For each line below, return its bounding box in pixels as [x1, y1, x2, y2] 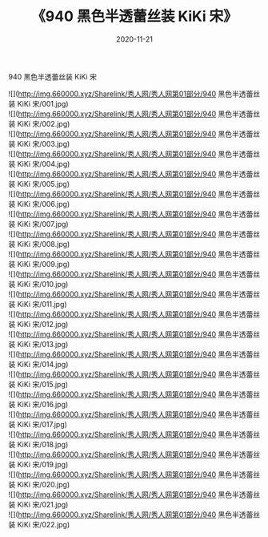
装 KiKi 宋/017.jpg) [8, 419, 68, 429]
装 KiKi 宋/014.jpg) [8, 359, 69, 369]
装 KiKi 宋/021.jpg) [8, 499, 69, 509]
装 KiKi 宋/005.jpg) [8, 179, 70, 188]
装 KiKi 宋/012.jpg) [8, 319, 69, 329]
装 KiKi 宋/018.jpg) [8, 439, 69, 449]
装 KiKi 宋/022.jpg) [8, 519, 70, 529]
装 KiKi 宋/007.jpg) [8, 219, 70, 228]
